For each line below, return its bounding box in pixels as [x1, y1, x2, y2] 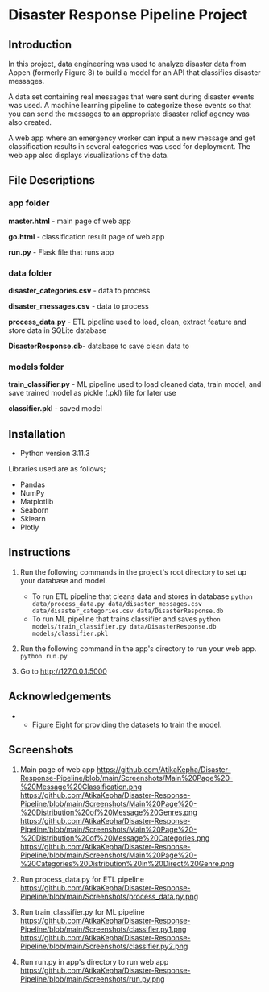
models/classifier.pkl [31, 629, 109, 637]
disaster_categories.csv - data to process [8, 285, 151, 295]
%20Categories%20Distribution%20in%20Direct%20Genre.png [19, 858, 234, 868]
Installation [8, 427, 66, 441]
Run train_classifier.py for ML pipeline [19, 907, 145, 916]
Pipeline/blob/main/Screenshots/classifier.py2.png [19, 941, 188, 951]
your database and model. [19, 575, 107, 585]
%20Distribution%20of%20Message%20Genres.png [19, 807, 197, 817]
